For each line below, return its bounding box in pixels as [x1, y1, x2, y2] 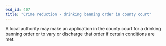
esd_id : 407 [5, 7, 30, 12]
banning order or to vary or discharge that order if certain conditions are [5, 31, 155, 37]
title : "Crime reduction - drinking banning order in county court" [5, 12, 152, 17]
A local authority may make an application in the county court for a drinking [5, 25, 161, 31]
